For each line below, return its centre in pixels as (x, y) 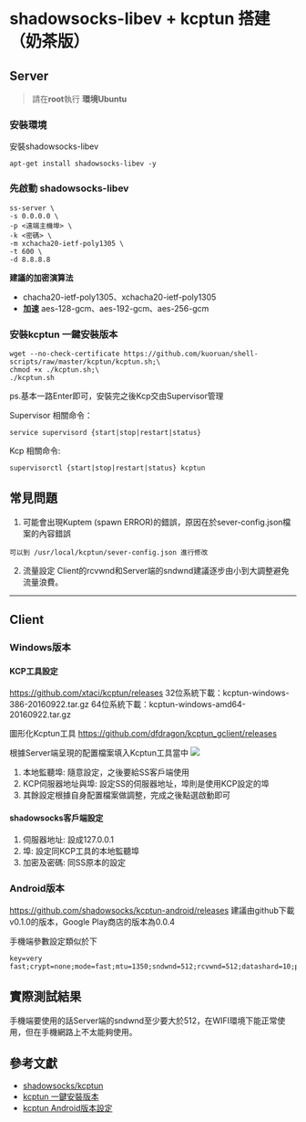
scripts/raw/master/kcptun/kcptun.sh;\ (85, 362)
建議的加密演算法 (41, 277)
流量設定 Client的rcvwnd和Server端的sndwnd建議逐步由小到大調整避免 (156, 570)
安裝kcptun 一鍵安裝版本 (64, 334)
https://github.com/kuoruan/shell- (191, 354)
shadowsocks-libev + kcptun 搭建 (140, 19)
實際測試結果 (46, 997)
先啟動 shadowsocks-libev (69, 188)
